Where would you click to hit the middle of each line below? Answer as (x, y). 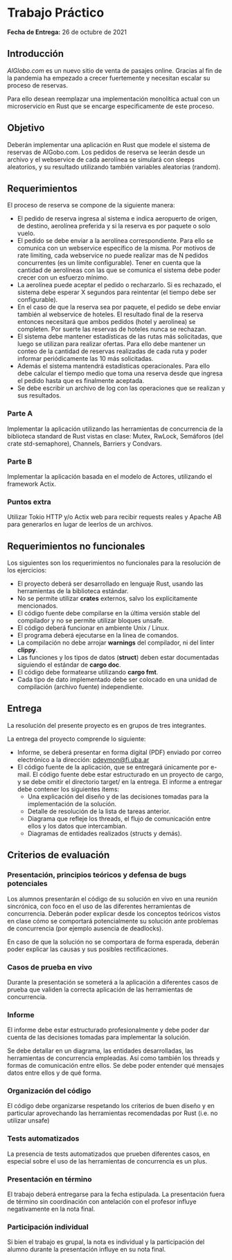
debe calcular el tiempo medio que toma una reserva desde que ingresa (120, 373)
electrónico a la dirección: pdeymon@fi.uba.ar (83, 759)
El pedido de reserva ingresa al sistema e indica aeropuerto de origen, (117, 219)
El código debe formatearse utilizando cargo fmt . (88, 672)
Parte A (20, 414)
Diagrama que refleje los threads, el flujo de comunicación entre (119, 818)
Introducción (36, 54)
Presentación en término (50, 1179)
